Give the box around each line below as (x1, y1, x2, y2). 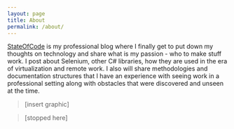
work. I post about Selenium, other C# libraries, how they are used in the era (7, 57, 228, 66)
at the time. (7, 86, 40, 95)
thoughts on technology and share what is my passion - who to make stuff (7, 50, 222, 58)
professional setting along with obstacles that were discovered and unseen (7, 79, 224, 88)
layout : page (7, 10, 46, 17)
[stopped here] (24, 114, 68, 122)
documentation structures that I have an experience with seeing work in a (7, 72, 219, 80)
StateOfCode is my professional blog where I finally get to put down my (7, 43, 214, 51)
